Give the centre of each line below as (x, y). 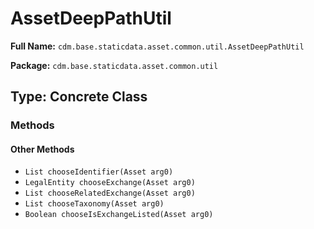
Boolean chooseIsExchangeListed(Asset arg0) (119, 215)
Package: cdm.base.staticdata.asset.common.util (114, 65)
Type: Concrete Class (79, 97)
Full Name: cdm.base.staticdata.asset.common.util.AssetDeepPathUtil (157, 46)
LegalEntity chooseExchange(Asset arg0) (110, 183)
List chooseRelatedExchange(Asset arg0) (110, 193)
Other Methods (42, 149)
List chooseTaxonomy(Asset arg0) (94, 204)
